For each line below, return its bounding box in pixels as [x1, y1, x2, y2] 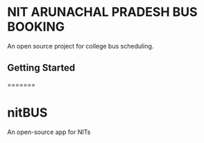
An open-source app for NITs [7, 128, 91, 136]
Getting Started [7, 62, 76, 74]
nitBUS [7, 105, 48, 120]
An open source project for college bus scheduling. [7, 42, 154, 50]
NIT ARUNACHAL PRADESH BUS [7, 4, 198, 20]
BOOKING [7, 19, 65, 35]
